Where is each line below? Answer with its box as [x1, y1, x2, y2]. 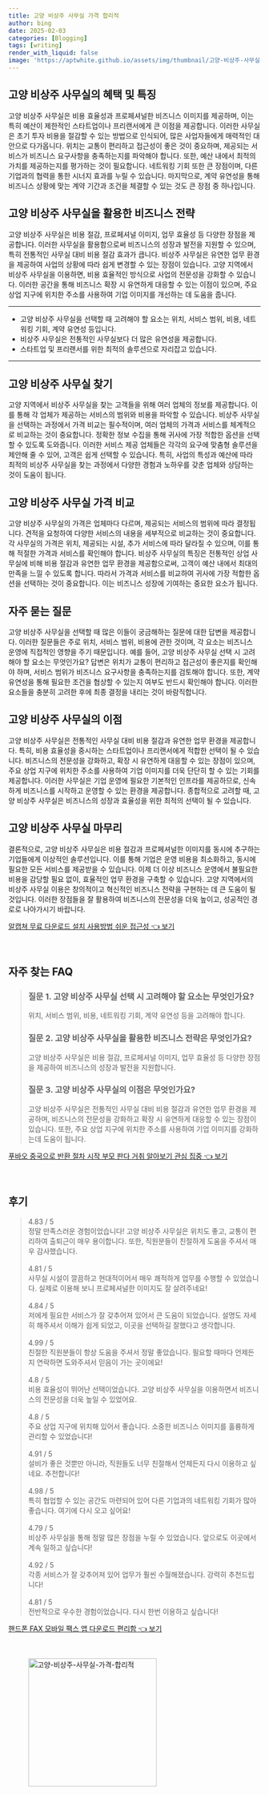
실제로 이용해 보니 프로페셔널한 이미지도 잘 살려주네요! [38, 1283, 208, 1293]
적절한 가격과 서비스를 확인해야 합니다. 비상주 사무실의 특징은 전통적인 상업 [16, 549, 250, 558]
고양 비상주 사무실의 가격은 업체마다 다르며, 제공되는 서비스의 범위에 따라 [8, 518, 235, 529]
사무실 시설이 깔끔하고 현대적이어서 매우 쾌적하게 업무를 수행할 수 [27, 1273, 231, 1282]
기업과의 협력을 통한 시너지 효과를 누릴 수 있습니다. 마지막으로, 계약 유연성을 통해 [8, 171, 260, 180]
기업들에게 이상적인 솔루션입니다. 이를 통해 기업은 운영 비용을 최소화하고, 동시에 [8, 854, 256, 863]
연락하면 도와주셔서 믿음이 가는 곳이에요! [36, 1357, 163, 1366]
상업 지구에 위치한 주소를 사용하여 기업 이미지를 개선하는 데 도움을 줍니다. [8, 289, 237, 299]
